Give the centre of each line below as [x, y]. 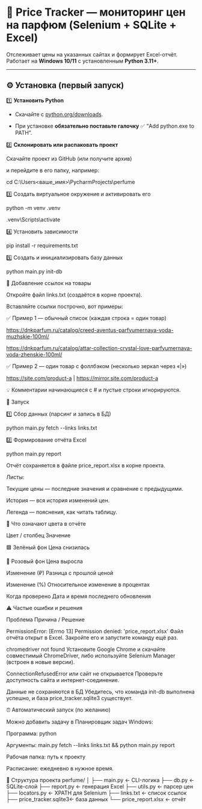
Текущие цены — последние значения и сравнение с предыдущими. [95, 488]
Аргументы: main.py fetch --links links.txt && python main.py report [91, 745]
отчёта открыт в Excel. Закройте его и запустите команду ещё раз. [92, 638]
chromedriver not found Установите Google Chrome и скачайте [86, 649]
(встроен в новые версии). [41, 662]
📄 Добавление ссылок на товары [49, 283]
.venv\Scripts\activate [33, 220]
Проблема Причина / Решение [46, 620]
